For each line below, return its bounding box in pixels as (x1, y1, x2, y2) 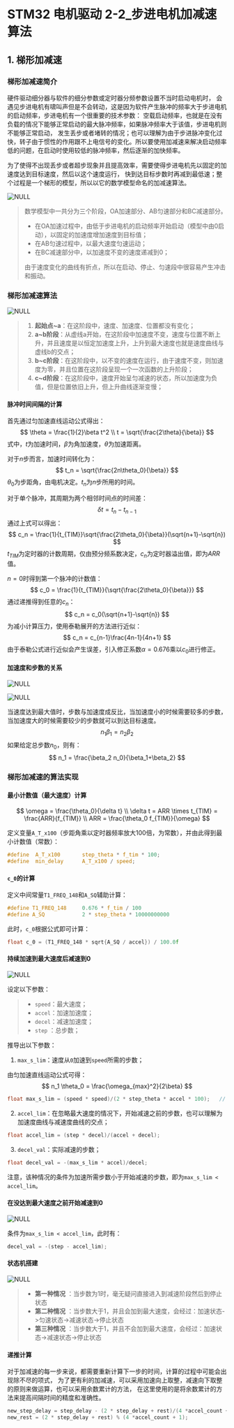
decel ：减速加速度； (34, 1018, 94, 1026)
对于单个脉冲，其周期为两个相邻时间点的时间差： (7, 494, 148, 503)
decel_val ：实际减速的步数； (17, 1145, 101, 1153)
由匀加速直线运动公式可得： (7, 1071, 87, 1079)
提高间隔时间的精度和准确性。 (19, 1394, 105, 1402)
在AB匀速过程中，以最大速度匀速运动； (34, 239, 148, 247)
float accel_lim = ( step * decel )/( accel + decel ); (7, 1132, 160, 1139)
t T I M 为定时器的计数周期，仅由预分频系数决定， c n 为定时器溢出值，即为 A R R (7, 549, 221, 559)
